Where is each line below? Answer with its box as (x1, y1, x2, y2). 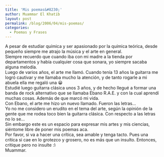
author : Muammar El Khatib (5, 12, 60, 17)
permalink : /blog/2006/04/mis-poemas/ (5, 21, 84, 26)
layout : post (5, 16, 32, 21)
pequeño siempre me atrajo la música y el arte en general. (5, 48, 122, 54)
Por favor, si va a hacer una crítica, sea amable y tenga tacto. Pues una (5, 132, 148, 137)
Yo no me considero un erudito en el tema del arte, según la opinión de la (5, 106, 153, 112)
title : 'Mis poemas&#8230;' (5, 7, 63, 12)
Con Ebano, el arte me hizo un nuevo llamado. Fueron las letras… (5, 101, 136, 106)
